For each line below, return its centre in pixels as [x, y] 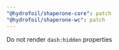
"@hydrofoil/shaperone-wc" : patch [56, 20]
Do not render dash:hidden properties [60, 39]
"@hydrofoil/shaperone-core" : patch [59, 13]
